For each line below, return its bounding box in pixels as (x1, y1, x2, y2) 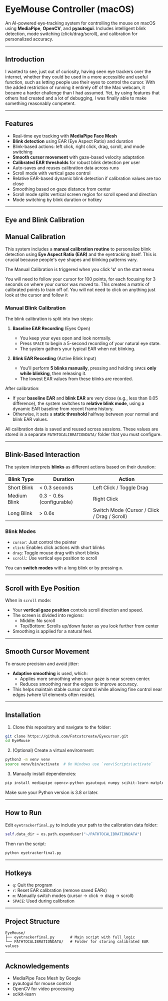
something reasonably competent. (5, 100, 76, 106)
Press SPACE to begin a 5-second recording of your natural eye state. (19, 340, 161, 346)
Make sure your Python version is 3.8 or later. (5, 789, 99, 795)
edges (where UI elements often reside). (12, 691, 96, 697)
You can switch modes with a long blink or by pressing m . (5, 565, 123, 571)
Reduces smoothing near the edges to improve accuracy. (19, 681, 138, 687)
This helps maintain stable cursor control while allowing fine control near (12, 686, 162, 692)
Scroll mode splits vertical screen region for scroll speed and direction (12, 191, 157, 197)
